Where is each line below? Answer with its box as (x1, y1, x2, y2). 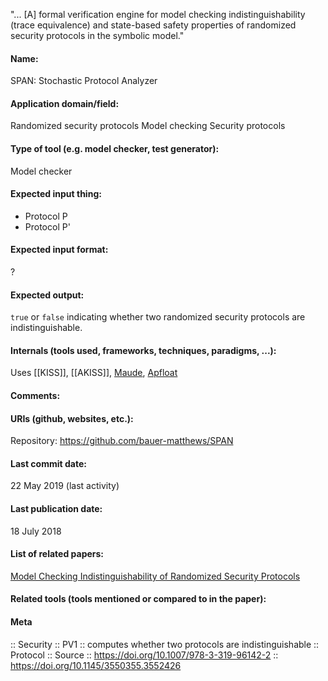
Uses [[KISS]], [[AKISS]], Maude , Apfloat (10, 367, 178, 379)
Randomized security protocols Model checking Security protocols (10, 120, 286, 132)
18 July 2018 (10, 525, 62, 537)
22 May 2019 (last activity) (10, 480, 120, 492)
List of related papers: (10, 548, 105, 560)
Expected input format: (10, 244, 109, 256)
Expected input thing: (10, 188, 102, 200)
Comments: (10, 390, 61, 402)
